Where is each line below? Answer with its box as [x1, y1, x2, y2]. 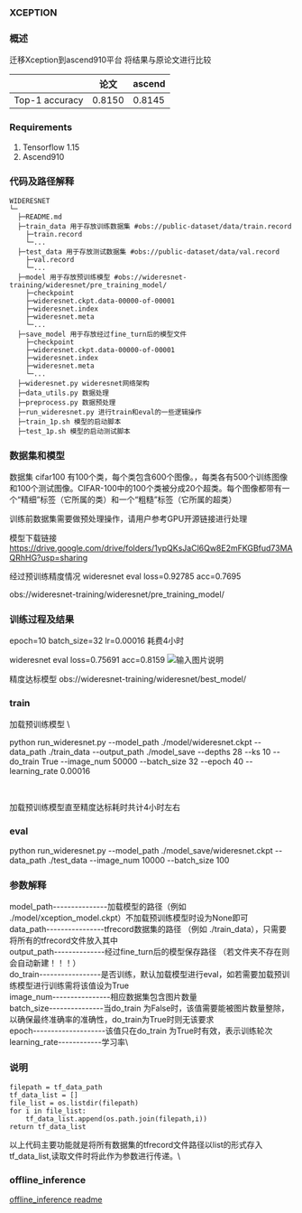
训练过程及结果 [9, 613, 75, 626]
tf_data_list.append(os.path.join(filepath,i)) [25, 1114, 207, 1124]
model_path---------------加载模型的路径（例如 [9, 901, 187, 912]
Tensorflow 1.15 [22, 142, 80, 153]
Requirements [9, 121, 73, 134]
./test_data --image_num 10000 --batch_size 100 [48, 855, 230, 865]
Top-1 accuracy [14, 94, 84, 107]
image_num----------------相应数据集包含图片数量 [9, 992, 197, 1003]
